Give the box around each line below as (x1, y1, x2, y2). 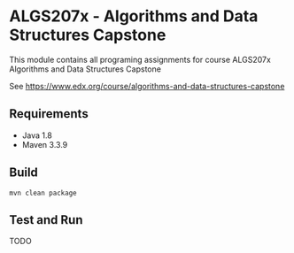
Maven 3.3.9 (21, 139, 68, 149)
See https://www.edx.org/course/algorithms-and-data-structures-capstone (9, 80, 285, 91)
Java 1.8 (21, 130, 53, 141)
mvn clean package (9, 188, 77, 197)
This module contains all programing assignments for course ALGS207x (9, 54, 272, 65)
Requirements (9, 106, 89, 121)
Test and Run (9, 212, 83, 227)
